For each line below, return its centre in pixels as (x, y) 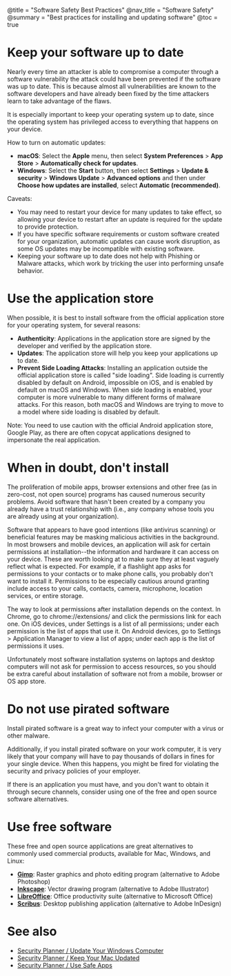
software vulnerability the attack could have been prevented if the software (114, 79)
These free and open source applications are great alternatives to (100, 846)
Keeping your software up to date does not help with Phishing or (109, 256)
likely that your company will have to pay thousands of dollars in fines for (111, 756)
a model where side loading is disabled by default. (89, 412)
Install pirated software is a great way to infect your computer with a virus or (115, 728)
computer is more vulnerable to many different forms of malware (109, 397)
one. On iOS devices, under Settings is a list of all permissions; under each (113, 624)
